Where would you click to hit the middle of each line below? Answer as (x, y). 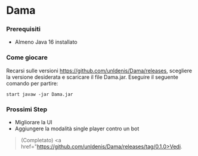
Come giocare (27, 57)
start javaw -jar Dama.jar (40, 94)
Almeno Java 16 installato (46, 42)
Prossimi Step (27, 109)
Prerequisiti (23, 29)
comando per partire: (32, 83)
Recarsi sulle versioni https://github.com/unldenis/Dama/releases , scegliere (99, 71)
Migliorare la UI (33, 123)
